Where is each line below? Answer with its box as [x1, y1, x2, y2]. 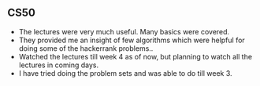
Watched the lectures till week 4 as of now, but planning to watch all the [18, 52, 253, 61]
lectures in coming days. [18, 60, 99, 70]
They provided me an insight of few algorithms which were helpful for [18, 35, 245, 45]
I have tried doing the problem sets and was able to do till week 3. [18, 68, 233, 77]
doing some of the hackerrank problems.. [18, 43, 154, 53]
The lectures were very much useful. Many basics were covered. [18, 27, 230, 36]
